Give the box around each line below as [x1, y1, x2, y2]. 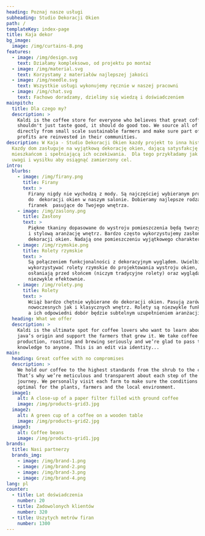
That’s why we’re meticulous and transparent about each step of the [17, 372, 198, 379]
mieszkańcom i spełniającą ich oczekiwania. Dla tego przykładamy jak [12, 151, 198, 157]
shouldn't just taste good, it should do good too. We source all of [17, 123, 198, 129]
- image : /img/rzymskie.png [17, 242, 88, 248]
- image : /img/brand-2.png [17, 463, 86, 469]
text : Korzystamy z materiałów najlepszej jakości [17, 72, 149, 78]
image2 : [12, 407, 32, 413]
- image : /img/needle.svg [12, 77, 78, 83]
